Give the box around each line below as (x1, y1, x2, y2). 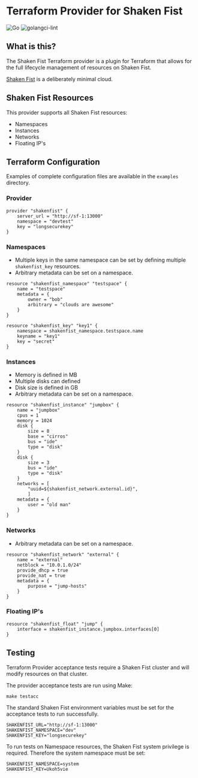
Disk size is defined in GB (14, 384, 78, 391)
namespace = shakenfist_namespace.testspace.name (17, 328, 144, 334)
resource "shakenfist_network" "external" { (6, 551, 119, 558)
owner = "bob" (28, 296, 63, 303)
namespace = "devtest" (17, 218, 74, 225)
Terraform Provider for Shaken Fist (6, 4, 183, 18)
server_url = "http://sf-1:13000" (17, 213, 103, 219)
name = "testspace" (17, 286, 66, 292)
